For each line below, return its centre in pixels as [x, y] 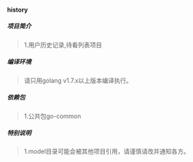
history [18, 10]
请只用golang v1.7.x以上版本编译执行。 [78, 80]
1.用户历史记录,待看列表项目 [63, 45]
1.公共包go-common [52, 116]
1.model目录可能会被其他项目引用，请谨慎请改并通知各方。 [107, 152]
